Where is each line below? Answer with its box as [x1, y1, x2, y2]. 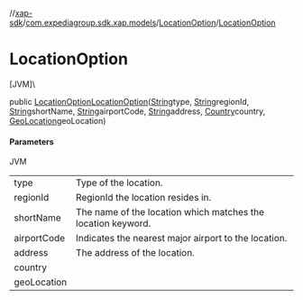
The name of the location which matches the [75, 206, 264, 219]
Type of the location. [75, 176, 163, 189]
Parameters [9, 136, 54, 147]
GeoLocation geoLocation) [9, 115, 106, 126]
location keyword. [75, 217, 151, 230]
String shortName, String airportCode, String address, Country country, [9, 106, 266, 117]
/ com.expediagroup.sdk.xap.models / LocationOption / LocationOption [22, 17, 277, 28]
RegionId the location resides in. [75, 192, 212, 204]
